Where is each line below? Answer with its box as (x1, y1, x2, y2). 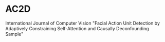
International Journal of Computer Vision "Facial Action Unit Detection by (5, 20, 160, 26)
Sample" (5, 31, 24, 37)
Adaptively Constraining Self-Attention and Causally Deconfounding (5, 25, 149, 31)
